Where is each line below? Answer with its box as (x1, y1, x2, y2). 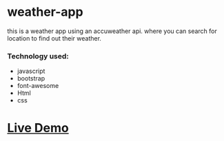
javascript (17, 67, 45, 76)
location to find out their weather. (7, 34, 102, 42)
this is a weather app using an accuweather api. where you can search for (7, 27, 217, 35)
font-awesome (17, 82, 59, 90)
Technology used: (7, 51, 69, 61)
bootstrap (17, 74, 45, 83)
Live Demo (7, 120, 69, 136)
